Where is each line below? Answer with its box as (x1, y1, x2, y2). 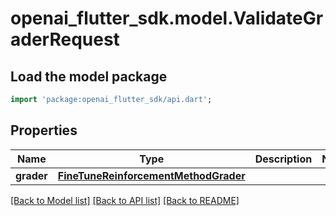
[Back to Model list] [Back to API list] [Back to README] (10, 194, 240, 206)
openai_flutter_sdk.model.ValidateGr (10, 7, 324, 30)
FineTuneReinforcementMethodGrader (57, 168, 246, 182)
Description (254, 152, 313, 166)
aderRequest (10, 28, 120, 51)
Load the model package (10, 68, 168, 85)
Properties (10, 122, 78, 139)
